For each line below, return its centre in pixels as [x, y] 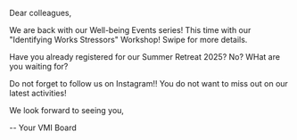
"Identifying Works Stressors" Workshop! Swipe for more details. [128, 40]
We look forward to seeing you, [67, 110]
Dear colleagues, [41, 13]
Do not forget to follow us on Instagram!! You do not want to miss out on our [148, 83]
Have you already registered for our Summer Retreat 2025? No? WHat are [145, 57]
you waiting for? [39, 66]
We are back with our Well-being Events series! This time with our [130, 30]
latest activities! [38, 93]
